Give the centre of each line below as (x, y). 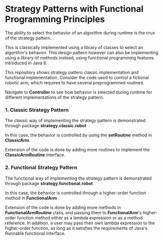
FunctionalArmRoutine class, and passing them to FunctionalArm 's (73, 212)
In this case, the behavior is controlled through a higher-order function (76, 193)
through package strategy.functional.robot (49, 183)
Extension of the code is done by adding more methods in (63, 207)
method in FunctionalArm (31, 198)
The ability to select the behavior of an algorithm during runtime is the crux (80, 33)
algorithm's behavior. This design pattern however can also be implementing (82, 53)
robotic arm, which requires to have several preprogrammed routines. (75, 83)
